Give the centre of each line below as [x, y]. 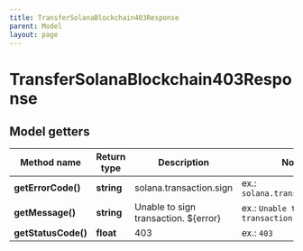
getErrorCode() [47, 188]
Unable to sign [165, 207]
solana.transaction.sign [184, 188]
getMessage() [45, 213]
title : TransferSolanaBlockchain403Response [94, 18]
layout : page [34, 34]
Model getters [50, 131]
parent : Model [36, 26]
